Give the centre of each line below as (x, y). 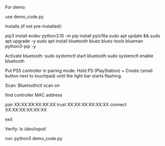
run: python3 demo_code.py (34, 138)
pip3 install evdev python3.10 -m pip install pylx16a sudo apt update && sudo (83, 36)
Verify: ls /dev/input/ (26, 129)
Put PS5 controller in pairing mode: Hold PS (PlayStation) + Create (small (79, 71)
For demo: (16, 7)
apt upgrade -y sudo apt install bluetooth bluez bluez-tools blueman (74, 41)
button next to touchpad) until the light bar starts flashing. (64, 76)
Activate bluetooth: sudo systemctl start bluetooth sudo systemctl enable (79, 56)
